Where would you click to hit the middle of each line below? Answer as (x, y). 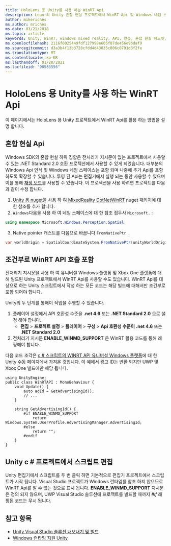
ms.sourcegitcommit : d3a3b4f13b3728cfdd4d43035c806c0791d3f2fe (74, 48)
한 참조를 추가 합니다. (34, 206)
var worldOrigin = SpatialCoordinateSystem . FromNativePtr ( (69, 242)
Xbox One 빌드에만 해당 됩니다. (37, 368)
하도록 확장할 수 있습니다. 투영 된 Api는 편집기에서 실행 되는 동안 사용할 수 (78, 176)
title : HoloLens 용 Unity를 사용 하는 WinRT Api (55, 10)
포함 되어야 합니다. (24, 292)
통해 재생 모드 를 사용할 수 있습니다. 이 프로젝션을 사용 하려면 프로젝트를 (85, 182)
